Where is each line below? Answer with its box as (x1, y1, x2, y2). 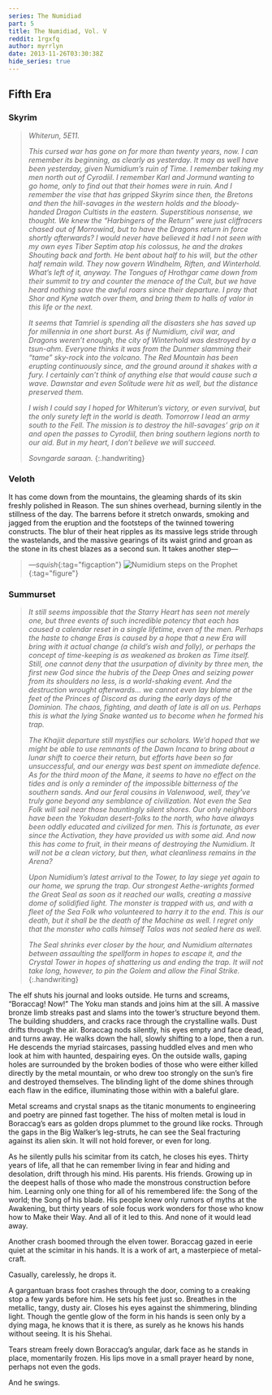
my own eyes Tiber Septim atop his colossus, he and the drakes (28, 241, 244, 251)
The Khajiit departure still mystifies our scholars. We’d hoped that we (28, 735, 261, 745)
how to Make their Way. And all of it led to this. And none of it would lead (8, 1213, 252, 1222)
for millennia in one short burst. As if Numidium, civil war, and (28, 327, 235, 336)
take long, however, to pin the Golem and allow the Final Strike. (28, 966, 240, 976)
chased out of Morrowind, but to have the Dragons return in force (28, 224, 249, 234)
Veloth (8, 473, 35, 485)
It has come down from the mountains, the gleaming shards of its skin (8, 492, 242, 502)
